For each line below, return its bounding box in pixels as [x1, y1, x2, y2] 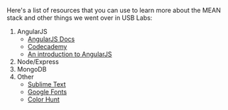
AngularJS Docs [27, 35, 75, 43]
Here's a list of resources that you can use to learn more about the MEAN [6, 6, 221, 14]
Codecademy [27, 43, 67, 50]
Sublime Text [27, 80, 66, 88]
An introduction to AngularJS [27, 50, 112, 58]
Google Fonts [27, 88, 67, 96]
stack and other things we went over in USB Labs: [6, 13, 153, 22]
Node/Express [16, 57, 60, 66]
